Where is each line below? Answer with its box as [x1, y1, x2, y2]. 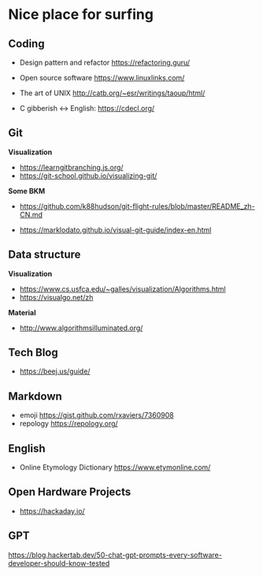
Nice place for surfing [8, 6, 154, 24]
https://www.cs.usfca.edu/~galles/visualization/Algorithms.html [19, 284, 226, 293]
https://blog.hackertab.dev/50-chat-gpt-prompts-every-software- [8, 550, 222, 559]
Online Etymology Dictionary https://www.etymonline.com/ [19, 463, 211, 472]
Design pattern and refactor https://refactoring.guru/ [19, 58, 191, 67]
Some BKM [8, 186, 46, 195]
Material [8, 307, 36, 317]
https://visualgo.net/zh [19, 292, 94, 302]
